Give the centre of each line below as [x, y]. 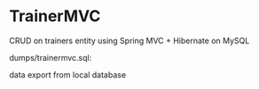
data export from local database [68, 74]
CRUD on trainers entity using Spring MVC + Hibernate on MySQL [129, 41]
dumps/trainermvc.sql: [51, 57]
